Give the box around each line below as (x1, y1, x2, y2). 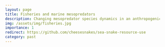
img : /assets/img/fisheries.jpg (5, 21, 71, 26)
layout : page (5, 7, 32, 12)
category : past (5, 35, 36, 40)
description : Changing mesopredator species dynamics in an (5, 16, 131, 21)
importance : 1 (5, 25, 34, 30)
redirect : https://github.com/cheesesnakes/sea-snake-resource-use (5, 30, 146, 35)
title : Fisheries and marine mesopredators (5, 12, 96, 17)
